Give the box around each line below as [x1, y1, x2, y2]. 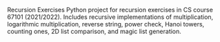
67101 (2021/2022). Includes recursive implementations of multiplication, [7, 13, 214, 21]
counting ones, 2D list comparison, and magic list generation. [7, 27, 181, 35]
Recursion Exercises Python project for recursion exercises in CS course [7, 6, 214, 14]
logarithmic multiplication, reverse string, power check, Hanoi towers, [7, 20, 205, 28]
